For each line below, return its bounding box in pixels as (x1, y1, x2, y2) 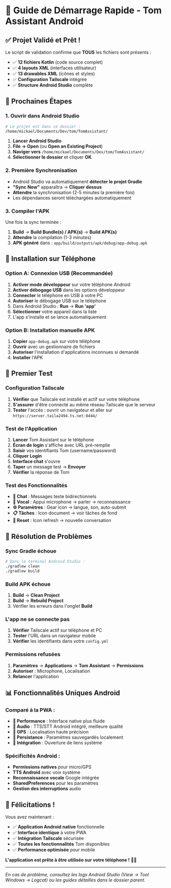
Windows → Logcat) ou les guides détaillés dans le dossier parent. (5, 877, 146, 883)
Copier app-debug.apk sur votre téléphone (12, 338, 101, 345)
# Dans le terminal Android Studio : (5, 559, 85, 564)
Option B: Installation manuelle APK (5, 326, 95, 333)
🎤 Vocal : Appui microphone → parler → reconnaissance (12, 499, 131, 505)
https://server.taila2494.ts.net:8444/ (12, 413, 98, 419)
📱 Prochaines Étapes (5, 97, 72, 106)
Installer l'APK (12, 354, 43, 361)
